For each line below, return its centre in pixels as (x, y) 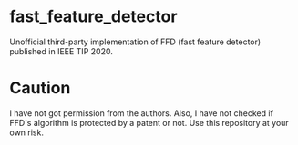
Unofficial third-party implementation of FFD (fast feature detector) (135, 42)
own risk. (26, 132)
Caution (40, 88)
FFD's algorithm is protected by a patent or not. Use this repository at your (149, 122)
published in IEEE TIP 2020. (62, 51)
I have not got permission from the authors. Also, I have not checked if (141, 113)
